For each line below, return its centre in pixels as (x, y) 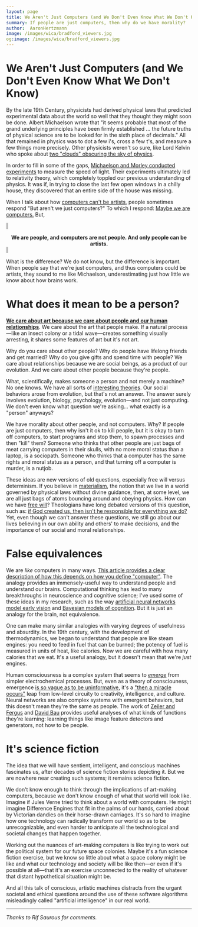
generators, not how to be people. (47, 725)
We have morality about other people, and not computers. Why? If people (95, 424)
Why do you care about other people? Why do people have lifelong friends (97, 351)
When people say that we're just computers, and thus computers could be (96, 267)
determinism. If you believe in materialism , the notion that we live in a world (98, 486)
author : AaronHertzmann (37, 28)
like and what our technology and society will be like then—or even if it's (94, 864)
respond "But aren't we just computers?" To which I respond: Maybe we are (98, 208)
